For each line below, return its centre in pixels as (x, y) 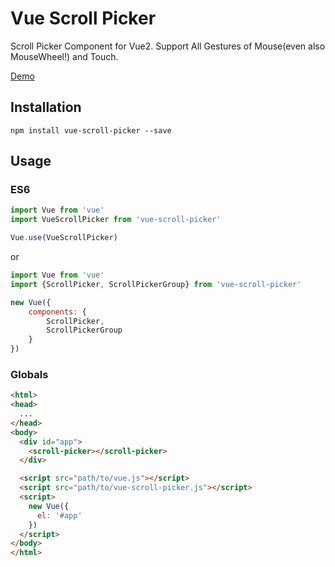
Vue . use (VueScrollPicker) (64, 238)
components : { (57, 312)
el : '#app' (59, 515)
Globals (29, 374)
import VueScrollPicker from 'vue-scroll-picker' (116, 220)
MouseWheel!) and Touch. (64, 56)
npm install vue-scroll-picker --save (91, 130)
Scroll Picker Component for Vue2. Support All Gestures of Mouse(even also (168, 46)
